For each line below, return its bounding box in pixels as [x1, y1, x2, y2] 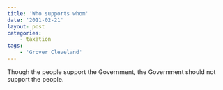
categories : [7, 29, 42, 37]
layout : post [7, 23, 45, 30]
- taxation [20, 36, 52, 43]
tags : [7, 42, 23, 49]
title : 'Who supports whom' [7, 10, 89, 17]
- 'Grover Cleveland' [20, 49, 82, 56]
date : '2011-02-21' [7, 17, 64, 24]
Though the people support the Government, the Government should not [7, 67, 216, 76]
